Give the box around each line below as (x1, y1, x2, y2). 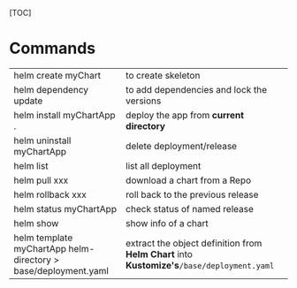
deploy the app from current (125, 109, 245, 121)
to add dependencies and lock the (125, 83, 268, 95)
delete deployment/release (125, 140, 237, 152)
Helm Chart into (125, 247, 193, 260)
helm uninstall (13, 134, 72, 147)
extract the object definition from (125, 237, 263, 249)
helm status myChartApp (13, 202, 118, 215)
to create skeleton (125, 69, 201, 81)
